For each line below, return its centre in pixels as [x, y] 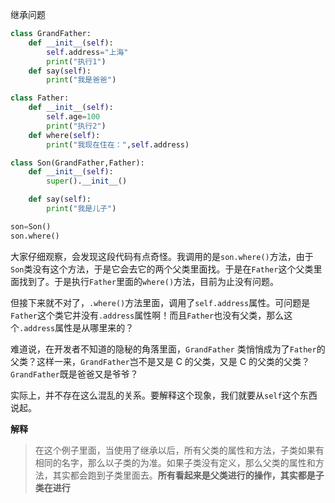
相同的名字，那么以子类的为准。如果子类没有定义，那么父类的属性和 [175, 462]
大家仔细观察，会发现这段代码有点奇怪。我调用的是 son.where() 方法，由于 [162, 256]
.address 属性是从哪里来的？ [77, 327]
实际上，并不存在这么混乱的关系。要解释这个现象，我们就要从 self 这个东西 [164, 395]
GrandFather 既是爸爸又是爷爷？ [74, 374]
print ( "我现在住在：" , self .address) [118, 144]
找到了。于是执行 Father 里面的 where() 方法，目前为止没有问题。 [149, 281]
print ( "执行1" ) [76, 61]
